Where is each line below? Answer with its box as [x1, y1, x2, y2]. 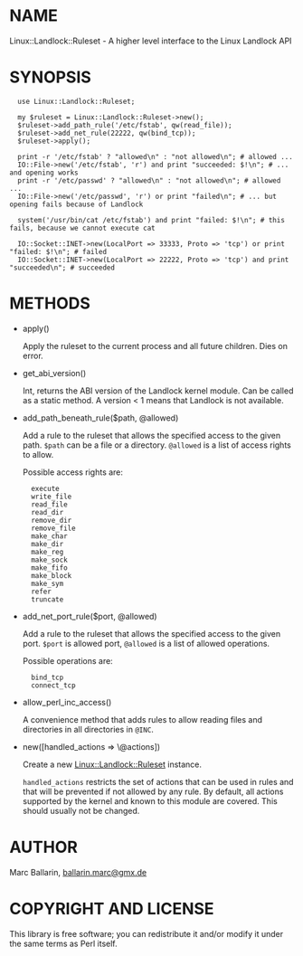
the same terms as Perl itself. [9, 938, 118, 949]
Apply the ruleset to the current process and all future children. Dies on [22, 340, 288, 351]
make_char [31, 531, 68, 541]
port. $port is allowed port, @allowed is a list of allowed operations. [22, 638, 270, 648]
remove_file [31, 524, 76, 533]
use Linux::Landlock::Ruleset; [17, 97, 136, 106]
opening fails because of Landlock [9, 200, 144, 209]
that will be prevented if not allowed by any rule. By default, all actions [22, 786, 284, 797]
